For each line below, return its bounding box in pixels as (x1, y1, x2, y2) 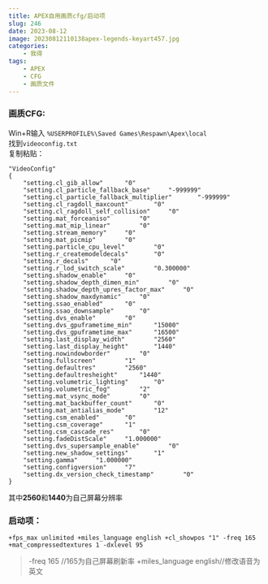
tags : (8, 58, 27, 66)
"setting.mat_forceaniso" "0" (23, 214, 151, 223)
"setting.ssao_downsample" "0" (23, 306, 151, 315)
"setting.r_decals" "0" (23, 257, 122, 265)
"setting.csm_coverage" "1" (23, 420, 136, 429)
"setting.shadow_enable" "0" (23, 271, 136, 279)
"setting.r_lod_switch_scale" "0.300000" (23, 264, 191, 272)
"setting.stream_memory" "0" (23, 228, 136, 236)
